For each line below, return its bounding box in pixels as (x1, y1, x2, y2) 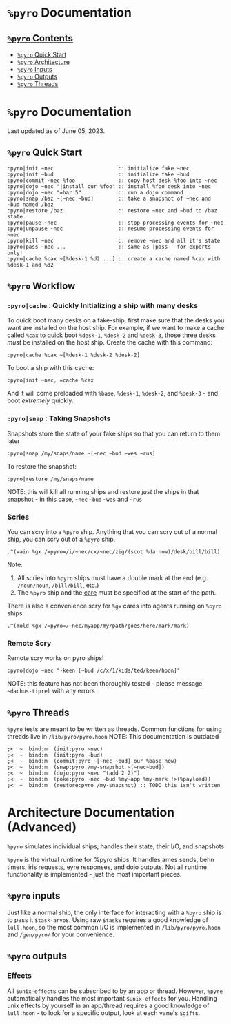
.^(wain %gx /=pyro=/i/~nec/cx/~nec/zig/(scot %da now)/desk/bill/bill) (7, 549, 221, 555)
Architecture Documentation (7, 805, 175, 821)
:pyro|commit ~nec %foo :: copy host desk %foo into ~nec (7, 177, 217, 184)
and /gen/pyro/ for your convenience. (7, 930, 115, 939)
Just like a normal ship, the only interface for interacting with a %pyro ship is (7, 908, 222, 917)
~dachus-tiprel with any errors (7, 687, 95, 695)
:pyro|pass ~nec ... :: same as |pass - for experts (7, 243, 212, 250)
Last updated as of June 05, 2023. (7, 126, 106, 135)
